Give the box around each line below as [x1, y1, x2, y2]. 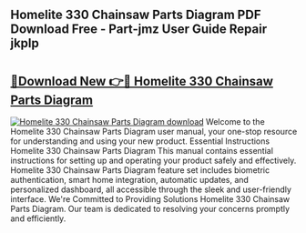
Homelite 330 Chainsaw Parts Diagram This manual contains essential [10, 146, 274, 156]
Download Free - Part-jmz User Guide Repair [10, 22, 268, 37]
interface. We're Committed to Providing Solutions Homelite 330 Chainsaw [10, 194, 291, 204]
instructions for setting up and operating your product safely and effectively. [10, 155, 297, 166]
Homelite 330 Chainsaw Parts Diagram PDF [10, 7, 261, 23]
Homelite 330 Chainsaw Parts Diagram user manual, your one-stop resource [10, 127, 298, 137]
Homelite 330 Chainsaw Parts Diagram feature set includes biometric [10, 165, 270, 176]
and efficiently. [10, 213, 66, 224]
